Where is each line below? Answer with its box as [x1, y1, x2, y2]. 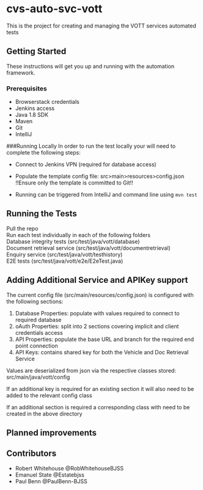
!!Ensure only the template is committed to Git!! [15, 179, 133, 186]
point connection [15, 342, 58, 349]
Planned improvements [6, 428, 97, 438]
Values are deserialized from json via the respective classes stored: [6, 367, 176, 374]
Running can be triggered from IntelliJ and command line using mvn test [15, 191, 197, 199]
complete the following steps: [6, 149, 81, 156]
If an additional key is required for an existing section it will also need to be [6, 385, 194, 392]
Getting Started [6, 46, 67, 57]
